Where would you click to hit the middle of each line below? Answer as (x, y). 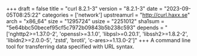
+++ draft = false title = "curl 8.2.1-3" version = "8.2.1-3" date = (85, 9)
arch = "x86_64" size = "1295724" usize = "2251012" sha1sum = (86, 21)
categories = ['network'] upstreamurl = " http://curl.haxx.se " (116, 15)
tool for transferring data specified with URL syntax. (70, 46)
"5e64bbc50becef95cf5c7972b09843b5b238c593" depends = (85, 27)
